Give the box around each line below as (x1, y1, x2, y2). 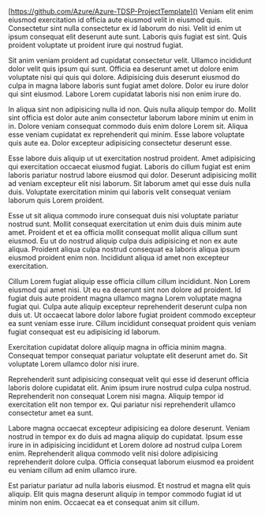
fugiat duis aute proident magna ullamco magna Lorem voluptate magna (8, 293, 242, 303)
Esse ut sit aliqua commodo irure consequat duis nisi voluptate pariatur (8, 211, 239, 220)
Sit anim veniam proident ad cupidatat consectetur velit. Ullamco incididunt (8, 55, 252, 65)
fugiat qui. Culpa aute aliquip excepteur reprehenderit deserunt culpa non (8, 302, 247, 311)
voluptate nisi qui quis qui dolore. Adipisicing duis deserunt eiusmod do (8, 73, 241, 81)
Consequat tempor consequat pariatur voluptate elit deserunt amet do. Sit (8, 351, 248, 360)
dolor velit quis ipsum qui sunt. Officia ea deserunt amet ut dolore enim (8, 64, 239, 74)
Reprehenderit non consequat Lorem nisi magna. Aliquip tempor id (8, 392, 224, 400)
